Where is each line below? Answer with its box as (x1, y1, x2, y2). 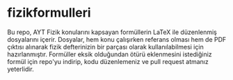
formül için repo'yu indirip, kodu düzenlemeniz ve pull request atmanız (7, 57, 209, 65)
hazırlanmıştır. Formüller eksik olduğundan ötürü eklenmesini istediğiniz (7, 50, 212, 58)
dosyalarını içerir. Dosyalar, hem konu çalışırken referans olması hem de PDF (7, 35, 227, 43)
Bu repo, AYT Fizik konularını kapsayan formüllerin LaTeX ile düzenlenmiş (7, 28, 218, 36)
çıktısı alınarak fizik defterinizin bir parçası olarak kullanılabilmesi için (7, 42, 204, 51)
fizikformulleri (7, 5, 92, 21)
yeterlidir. (7, 65, 35, 73)
